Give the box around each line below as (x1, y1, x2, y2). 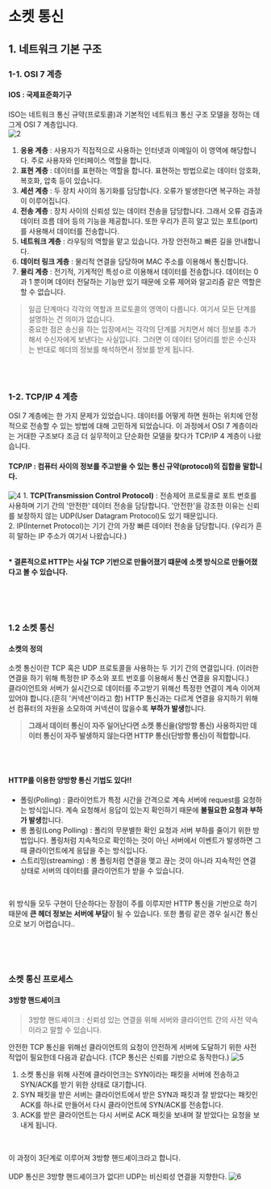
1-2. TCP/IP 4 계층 (8, 391, 78, 402)
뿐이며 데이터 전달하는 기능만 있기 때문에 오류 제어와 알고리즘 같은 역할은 (33, 277, 262, 286)
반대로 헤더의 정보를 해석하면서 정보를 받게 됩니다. (36, 345, 194, 354)
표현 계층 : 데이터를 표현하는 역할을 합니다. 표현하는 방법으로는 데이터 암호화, (19, 165, 261, 175)
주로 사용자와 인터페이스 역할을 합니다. (31, 155, 152, 165)
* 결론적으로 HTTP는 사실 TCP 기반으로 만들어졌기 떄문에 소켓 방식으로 (8, 557, 231, 567)
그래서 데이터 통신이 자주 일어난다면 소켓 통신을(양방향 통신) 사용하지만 (27, 721, 249, 730)
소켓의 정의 (8, 644, 43, 654)
